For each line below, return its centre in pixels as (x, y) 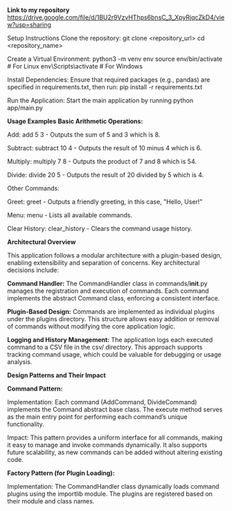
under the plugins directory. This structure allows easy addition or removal (113, 319)
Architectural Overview (42, 242)
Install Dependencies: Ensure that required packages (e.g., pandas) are (109, 80)
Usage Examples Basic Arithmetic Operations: (75, 121)
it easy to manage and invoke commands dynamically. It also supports (107, 445)
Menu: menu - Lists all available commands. (70, 215)
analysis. (20, 362)
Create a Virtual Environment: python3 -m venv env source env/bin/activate (115, 59)
